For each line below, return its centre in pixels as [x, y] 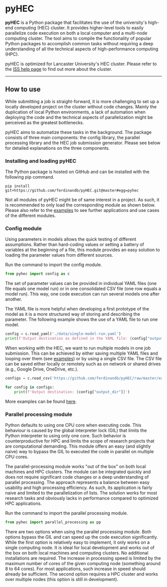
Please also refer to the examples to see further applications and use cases [82, 210]
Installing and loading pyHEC [41, 161]
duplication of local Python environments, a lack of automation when [75, 112]
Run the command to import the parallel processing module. [67, 513]
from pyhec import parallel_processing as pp [53, 522]
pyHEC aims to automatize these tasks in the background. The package [78, 132]
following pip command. [30, 177]
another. [14, 299]
